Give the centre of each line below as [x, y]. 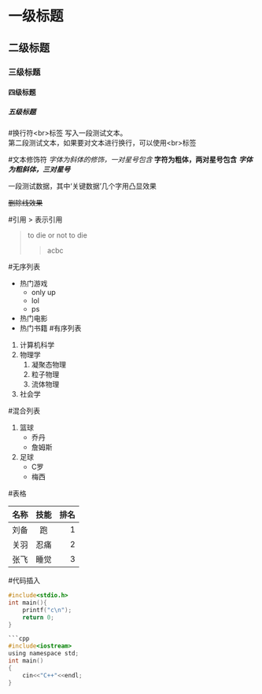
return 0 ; [39, 617]
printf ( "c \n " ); [47, 610]
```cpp [19, 639]
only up [44, 293]
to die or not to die [57, 235]
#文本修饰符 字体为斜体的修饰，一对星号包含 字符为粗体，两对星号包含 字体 [131, 160]
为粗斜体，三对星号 [39, 169]
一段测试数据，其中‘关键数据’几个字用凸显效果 [83, 186]
